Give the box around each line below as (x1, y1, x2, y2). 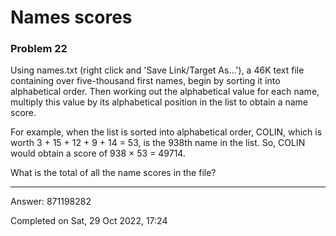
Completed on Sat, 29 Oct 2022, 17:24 (10, 215, 168, 227)
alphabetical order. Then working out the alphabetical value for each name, (10, 86, 320, 98)
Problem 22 (10, 42, 68, 56)
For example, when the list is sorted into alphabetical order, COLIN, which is (10, 126, 323, 138)
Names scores (10, 6, 133, 29)
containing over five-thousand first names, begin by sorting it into (10, 75, 281, 87)
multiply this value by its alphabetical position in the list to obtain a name (10, 96, 308, 108)
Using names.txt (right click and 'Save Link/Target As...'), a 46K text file (10, 64, 305, 76)
